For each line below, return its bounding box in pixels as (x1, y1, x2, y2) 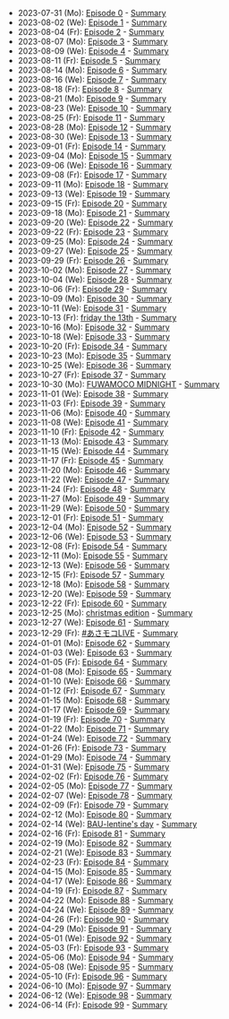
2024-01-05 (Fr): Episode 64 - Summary (17, 657, 168, 667)
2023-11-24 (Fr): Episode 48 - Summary (17, 484, 165, 494)
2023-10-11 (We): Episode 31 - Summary (17, 303, 167, 313)
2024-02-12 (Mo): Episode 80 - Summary (17, 809, 172, 819)
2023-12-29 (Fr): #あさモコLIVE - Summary (17, 627, 179, 638)
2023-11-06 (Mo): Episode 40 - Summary (17, 408, 171, 418)
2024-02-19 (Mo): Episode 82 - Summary (17, 838, 172, 848)
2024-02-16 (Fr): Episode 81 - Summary (17, 828, 165, 839)
